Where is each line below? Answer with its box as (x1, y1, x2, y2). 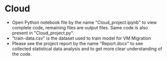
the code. (11, 51, 32, 57)
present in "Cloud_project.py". (11, 30, 74, 36)
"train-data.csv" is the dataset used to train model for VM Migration (11, 35, 151, 41)
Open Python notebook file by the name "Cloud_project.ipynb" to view (11, 19, 157, 25)
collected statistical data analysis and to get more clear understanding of (11, 46, 162, 52)
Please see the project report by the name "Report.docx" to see (11, 40, 143, 46)
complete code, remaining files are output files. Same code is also (11, 24, 148, 30)
